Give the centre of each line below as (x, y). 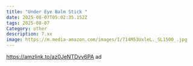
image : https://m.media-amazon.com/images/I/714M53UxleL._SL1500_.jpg (97, 40)
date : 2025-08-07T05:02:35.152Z (47, 17)
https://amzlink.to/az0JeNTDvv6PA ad (54, 57)
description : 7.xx (29, 34)
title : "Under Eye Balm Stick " (47, 12)
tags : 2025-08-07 (28, 23)
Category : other (27, 28)
